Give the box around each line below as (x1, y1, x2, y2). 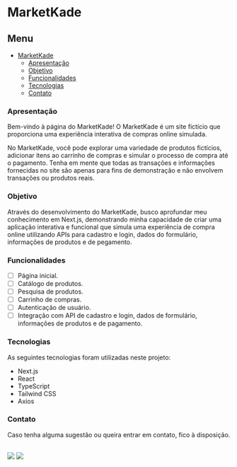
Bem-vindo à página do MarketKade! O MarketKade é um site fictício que (7, 122, 221, 131)
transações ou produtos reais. (7, 174, 95, 183)
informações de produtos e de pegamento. (7, 238, 132, 246)
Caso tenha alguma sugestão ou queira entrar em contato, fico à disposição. (7, 430, 231, 439)
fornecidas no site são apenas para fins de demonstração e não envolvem (7, 166, 224, 175)
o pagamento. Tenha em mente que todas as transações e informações (7, 158, 216, 167)
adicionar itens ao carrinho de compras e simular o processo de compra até (7, 151, 229, 160)
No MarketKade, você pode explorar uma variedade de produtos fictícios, (7, 144, 222, 152)
